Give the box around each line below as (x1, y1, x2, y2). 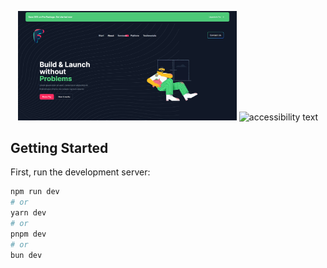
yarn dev (10, 208, 47, 218)
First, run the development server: (10, 166, 151, 178)
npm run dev (10, 187, 60, 197)
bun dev (10, 250, 43, 260)
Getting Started (10, 140, 109, 157)
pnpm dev (10, 229, 47, 239)
